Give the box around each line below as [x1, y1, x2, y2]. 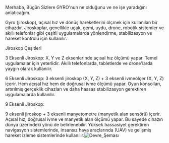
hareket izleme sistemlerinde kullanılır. [5, 132, 85, 138]
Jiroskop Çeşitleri [5, 45, 42, 51]
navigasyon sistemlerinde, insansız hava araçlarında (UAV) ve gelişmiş [5, 127, 151, 133]
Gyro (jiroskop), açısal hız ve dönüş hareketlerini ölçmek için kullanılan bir [5, 20, 158, 25]
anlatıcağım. [5, 10, 31, 16]
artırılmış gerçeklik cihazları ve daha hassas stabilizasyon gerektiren [5, 86, 146, 92]
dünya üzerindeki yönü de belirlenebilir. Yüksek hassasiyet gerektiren [5, 122, 149, 127]
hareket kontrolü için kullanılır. [5, 35, 67, 41]
